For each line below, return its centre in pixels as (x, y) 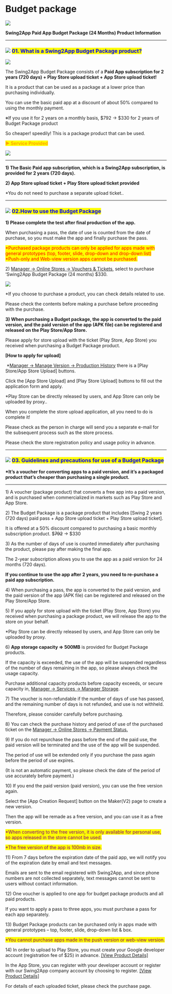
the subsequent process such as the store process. (59, 433)
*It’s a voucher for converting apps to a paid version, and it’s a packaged (84, 472)
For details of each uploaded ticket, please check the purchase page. (78, 986)
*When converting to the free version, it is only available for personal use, (83, 832)
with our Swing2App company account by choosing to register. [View (79, 970)
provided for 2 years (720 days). (40, 173)
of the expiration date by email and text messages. (59, 862)
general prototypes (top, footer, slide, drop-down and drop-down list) (79, 253)
